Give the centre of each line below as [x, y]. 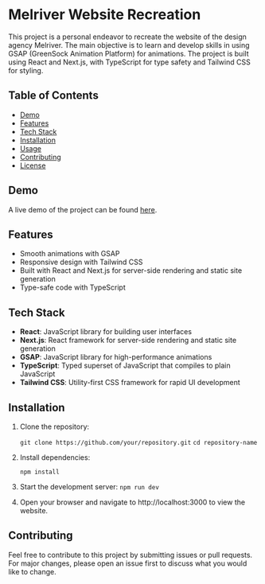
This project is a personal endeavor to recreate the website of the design [127, 37]
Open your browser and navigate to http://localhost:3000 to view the [132, 502]
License [33, 165]
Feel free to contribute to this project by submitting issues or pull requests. [131, 555]
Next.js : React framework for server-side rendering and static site [128, 341]
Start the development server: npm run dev [89, 487]
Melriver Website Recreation [105, 15]
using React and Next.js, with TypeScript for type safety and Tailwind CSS [129, 62]
